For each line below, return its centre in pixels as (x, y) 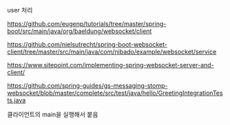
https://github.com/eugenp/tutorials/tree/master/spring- (87, 24)
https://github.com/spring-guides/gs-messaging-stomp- (87, 86)
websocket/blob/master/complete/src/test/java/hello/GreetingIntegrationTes (115, 93)
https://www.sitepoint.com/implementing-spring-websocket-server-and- (111, 65)
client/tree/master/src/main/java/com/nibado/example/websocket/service (112, 52)
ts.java (17, 100)
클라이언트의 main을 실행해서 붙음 (53, 114)
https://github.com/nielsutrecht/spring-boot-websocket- (87, 44)
